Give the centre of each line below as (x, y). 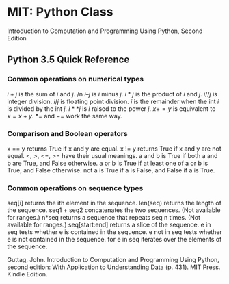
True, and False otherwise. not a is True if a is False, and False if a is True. (111, 170)
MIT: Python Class (60, 12)
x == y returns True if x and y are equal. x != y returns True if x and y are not (114, 149)
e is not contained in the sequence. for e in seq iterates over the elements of (114, 240)
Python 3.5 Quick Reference (68, 60)
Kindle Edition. (27, 274)
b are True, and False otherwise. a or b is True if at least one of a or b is (108, 163)
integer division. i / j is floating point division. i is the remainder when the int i (113, 101)
